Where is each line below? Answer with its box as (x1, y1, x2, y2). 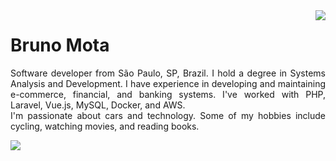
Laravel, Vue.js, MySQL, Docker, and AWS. (10, 99, 186, 111)
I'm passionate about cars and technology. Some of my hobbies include (10, 109, 326, 121)
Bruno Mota (10, 34, 110, 57)
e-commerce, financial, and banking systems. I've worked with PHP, (10, 88, 326, 100)
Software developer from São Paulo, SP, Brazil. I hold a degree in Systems (10, 67, 326, 79)
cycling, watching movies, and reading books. (10, 120, 200, 132)
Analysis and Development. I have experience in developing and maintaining (10, 77, 326, 89)
